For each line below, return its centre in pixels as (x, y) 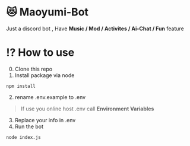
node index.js (24, 137)
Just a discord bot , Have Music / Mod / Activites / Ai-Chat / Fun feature (95, 28)
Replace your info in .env (45, 120)
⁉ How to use (40, 53)
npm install (21, 86)
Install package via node (45, 75)
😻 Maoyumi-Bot (47, 12)
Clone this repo (33, 69)
